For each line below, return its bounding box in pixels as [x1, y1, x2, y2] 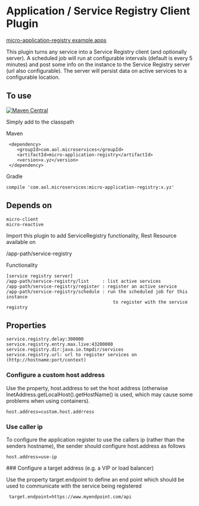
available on [6, 238, 36, 245]
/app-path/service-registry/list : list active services [6, 278, 161, 284]
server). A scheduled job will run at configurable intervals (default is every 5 [6, 54, 192, 61]
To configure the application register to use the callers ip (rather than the [6, 436, 185, 443]
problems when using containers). [6, 397, 91, 404]
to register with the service [113, 299, 188, 305]
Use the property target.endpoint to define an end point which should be [6, 476, 185, 483]
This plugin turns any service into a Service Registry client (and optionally [6, 48, 187, 55]
